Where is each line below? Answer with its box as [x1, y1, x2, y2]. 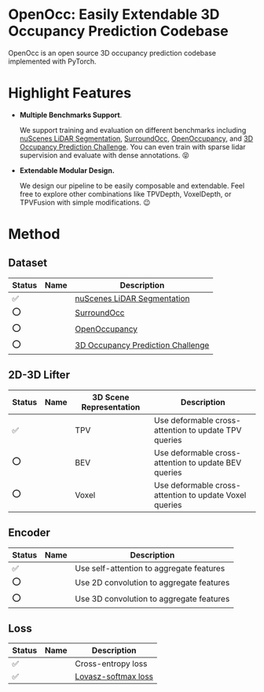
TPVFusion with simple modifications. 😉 [19, 197, 151, 207]
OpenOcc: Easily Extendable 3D [8, 6, 220, 24]
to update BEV [188, 457, 242, 468]
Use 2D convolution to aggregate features [75, 577, 230, 587]
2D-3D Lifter [8, 368, 71, 382]
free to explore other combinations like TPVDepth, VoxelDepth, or [19, 189, 232, 198]
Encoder [8, 526, 51, 539]
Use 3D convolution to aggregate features [75, 594, 230, 604]
